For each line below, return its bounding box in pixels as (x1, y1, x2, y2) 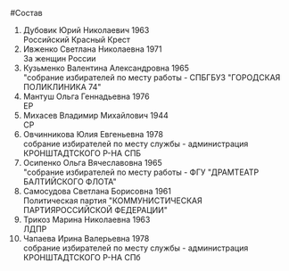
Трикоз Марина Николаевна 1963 (22, 214, 151, 225)
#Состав (10, 8, 43, 18)
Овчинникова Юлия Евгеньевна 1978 (22, 129, 164, 139)
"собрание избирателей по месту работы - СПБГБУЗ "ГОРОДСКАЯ (22, 72, 281, 83)
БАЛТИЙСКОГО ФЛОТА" (22, 177, 117, 186)
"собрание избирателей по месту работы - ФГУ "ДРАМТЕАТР (22, 167, 260, 177)
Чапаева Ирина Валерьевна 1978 (22, 234, 150, 243)
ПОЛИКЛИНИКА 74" (22, 82, 102, 92)
